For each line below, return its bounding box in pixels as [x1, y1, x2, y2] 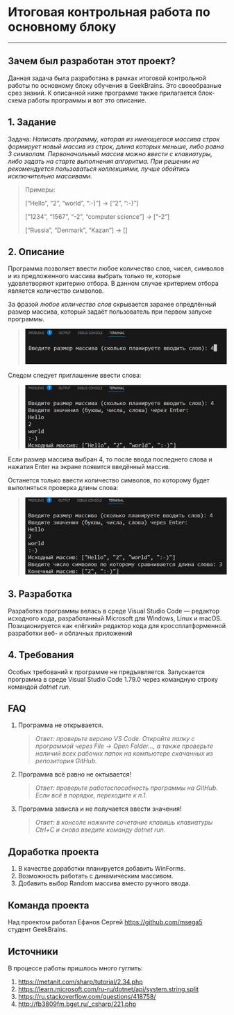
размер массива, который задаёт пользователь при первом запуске [8, 307, 212, 316]
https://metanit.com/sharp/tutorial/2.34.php [17, 977, 143, 986]
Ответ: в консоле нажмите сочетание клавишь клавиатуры [35, 818, 213, 827]
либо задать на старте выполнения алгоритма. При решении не [8, 157, 200, 165]
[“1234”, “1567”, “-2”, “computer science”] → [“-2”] [24, 212, 170, 220]
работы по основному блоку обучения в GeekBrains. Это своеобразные [8, 81, 222, 89]
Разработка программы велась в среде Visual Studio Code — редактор [8, 606, 220, 615]
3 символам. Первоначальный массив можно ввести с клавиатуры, [8, 149, 212, 158]
